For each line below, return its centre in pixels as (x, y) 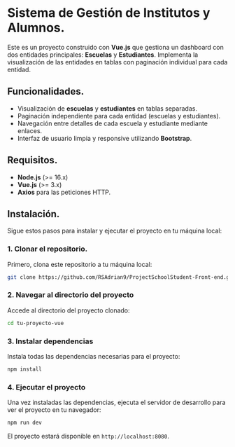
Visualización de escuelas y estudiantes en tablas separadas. (107, 108)
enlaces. (30, 130)
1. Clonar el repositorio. (48, 249)
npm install (24, 369)
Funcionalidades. (46, 91)
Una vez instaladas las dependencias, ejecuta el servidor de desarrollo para (116, 403)
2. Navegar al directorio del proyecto (71, 295)
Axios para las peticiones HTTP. (64, 192)
